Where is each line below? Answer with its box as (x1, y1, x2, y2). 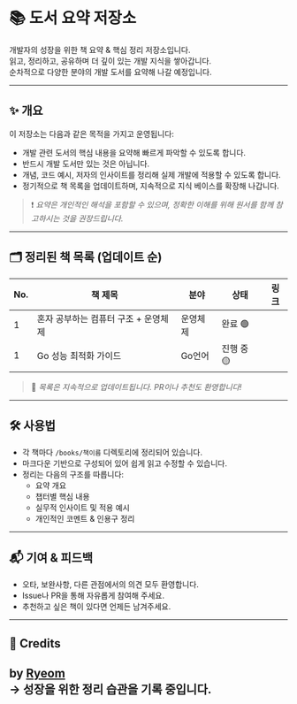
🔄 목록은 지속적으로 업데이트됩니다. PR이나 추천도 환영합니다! (30, 381, 242, 392)
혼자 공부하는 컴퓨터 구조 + (36, 312, 142, 325)
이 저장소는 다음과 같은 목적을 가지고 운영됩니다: (9, 128, 175, 139)
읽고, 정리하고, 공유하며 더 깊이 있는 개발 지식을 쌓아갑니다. (9, 55, 212, 66)
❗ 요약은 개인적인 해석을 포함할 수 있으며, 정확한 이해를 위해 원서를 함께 (30, 199, 274, 210)
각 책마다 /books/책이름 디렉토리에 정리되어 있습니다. (21, 448, 203, 458)
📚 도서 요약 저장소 (9, 8, 137, 28)
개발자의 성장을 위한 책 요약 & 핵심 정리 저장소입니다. (9, 44, 191, 55)
